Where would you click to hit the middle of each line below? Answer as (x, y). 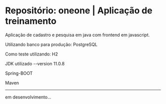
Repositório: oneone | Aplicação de (79, 11)
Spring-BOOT (19, 73)
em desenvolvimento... (28, 97)
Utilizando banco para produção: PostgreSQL (51, 44)
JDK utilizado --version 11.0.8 (35, 63)
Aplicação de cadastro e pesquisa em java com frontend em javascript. (77, 35)
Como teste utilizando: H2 (32, 54)
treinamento (31, 21)
